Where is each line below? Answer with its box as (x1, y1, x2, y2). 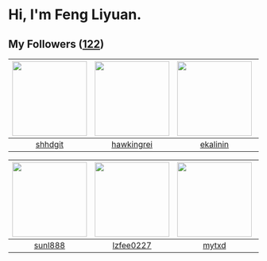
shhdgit (35, 139, 64, 150)
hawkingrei (110, 139, 153, 150)
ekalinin (199, 139, 229, 150)
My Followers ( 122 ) (8, 37, 105, 51)
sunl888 (33, 240, 66, 251)
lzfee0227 (112, 240, 153, 251)
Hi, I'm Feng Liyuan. (8, 6, 141, 24)
